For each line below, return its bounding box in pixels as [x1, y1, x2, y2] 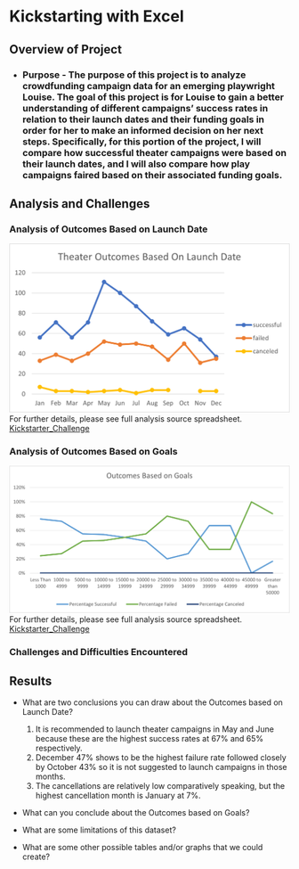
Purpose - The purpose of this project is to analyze [21, 69, 246, 81]
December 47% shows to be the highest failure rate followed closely [35, 752, 287, 763]
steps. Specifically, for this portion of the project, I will [21, 135, 262, 148]
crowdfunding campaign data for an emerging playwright [21, 79, 276, 92]
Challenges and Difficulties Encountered [9, 646, 189, 659]
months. [35, 771, 66, 782]
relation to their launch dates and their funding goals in [21, 113, 265, 126]
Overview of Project [9, 42, 123, 57]
